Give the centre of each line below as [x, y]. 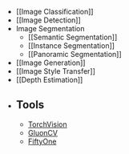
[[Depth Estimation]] [49, 80]
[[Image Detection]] [48, 20]
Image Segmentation [50, 28]
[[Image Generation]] [50, 63]
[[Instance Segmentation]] [71, 46]
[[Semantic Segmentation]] [73, 37]
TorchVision [48, 124]
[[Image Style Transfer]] [56, 71]
